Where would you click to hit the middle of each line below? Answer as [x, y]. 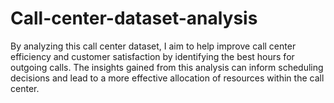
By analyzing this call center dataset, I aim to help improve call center [153, 46]
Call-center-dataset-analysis [134, 18]
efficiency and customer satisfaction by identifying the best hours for [152, 56]
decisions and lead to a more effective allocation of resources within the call [167, 78]
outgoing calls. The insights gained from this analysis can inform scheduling [167, 67]
